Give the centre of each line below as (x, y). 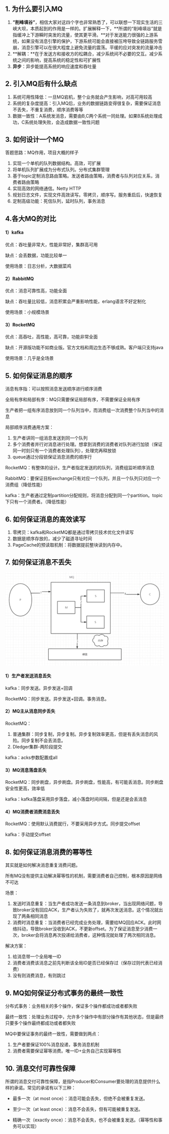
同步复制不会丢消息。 (44, 740)
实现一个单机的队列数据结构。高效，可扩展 (57, 164)
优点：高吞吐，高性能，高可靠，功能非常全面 (52, 337)
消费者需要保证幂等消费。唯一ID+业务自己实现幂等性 (67, 1051)
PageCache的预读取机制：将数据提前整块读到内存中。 (68, 545)
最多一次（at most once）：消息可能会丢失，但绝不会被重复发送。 (80, 1098)
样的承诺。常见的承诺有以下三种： (40, 1088)
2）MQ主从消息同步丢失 (30, 711)
